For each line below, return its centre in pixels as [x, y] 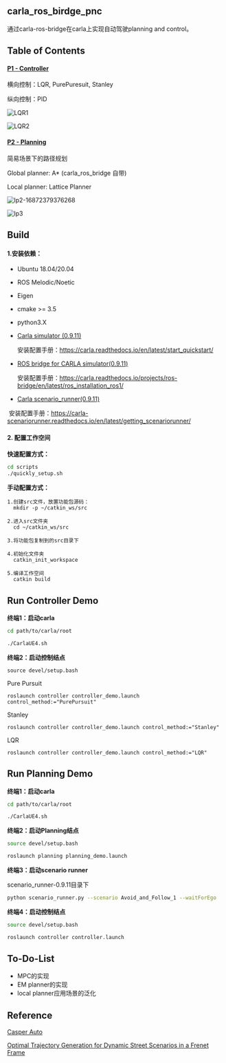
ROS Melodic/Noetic [46, 282]
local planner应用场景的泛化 [56, 993]
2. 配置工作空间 [29, 437]
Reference [30, 1015]
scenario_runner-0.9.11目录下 [48, 885]
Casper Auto [25, 1032]
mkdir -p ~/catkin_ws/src [50, 508]
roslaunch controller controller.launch [66, 937]
